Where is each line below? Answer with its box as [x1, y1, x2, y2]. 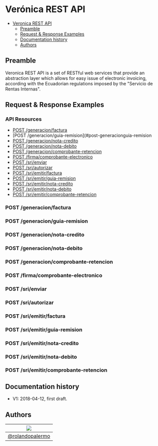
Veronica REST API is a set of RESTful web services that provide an [5, 70, 145, 76]
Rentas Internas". [5, 86, 41, 92]
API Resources [5, 116, 42, 123]
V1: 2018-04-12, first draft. [12, 395, 67, 402]
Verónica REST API [5, 4, 86, 15]
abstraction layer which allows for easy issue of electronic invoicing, [5, 75, 147, 81]
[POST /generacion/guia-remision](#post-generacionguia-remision [12, 132, 152, 138]
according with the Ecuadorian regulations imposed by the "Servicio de [5, 80, 153, 86]
